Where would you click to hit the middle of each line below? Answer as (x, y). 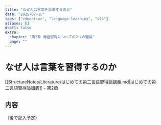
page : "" (18, 42)
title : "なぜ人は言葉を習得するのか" (39, 10)
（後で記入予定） (22, 118)
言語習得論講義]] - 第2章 (34, 88)
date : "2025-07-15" (25, 14)
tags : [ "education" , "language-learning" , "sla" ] (57, 19)
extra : (12, 32)
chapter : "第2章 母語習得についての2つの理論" (52, 37)
